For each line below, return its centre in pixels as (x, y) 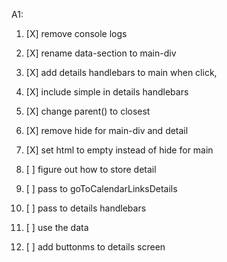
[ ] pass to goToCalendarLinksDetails (101, 188)
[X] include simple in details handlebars (107, 92)
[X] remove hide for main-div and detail (107, 130)
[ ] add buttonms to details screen (95, 247)
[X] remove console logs (76, 33)
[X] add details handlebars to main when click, (121, 72)
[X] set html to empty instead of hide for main (119, 150)
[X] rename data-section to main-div (101, 53)
